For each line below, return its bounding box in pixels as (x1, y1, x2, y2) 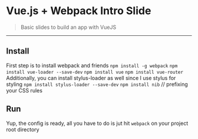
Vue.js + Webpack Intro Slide (6, 4, 151, 18)
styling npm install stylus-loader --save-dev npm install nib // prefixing (6, 81, 189, 88)
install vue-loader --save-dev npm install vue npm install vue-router (6, 69, 184, 75)
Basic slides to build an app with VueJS (20, 24, 117, 31)
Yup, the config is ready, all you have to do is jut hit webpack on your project (6, 120, 189, 127)
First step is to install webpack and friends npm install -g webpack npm (6, 62, 178, 69)
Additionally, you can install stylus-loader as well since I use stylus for (6, 74, 176, 81)
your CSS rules (6, 87, 43, 94)
